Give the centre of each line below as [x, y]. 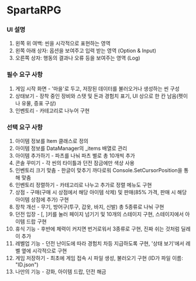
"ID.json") [27, 265]
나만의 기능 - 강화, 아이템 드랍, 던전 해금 [61, 272]
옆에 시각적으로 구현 [44, 251]
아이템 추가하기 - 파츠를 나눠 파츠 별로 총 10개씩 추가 [75, 156]
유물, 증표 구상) [39, 103]
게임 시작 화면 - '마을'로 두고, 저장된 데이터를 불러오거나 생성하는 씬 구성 [97, 88]
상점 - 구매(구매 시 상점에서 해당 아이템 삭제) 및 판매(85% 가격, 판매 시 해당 [101, 192]
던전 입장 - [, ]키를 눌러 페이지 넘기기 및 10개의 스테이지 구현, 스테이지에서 [99, 214]
